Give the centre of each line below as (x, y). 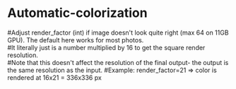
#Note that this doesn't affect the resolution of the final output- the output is (118, 62)
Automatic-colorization (77, 13)
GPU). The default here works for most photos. (76, 40)
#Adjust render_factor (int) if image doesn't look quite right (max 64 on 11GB (118, 32)
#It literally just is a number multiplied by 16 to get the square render (106, 47)
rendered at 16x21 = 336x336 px (55, 77)
